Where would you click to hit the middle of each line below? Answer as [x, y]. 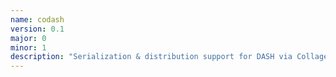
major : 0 [28, 38]
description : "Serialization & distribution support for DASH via [151, 57]
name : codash [37, 19]
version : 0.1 [37, 29]
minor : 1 [28, 47]
